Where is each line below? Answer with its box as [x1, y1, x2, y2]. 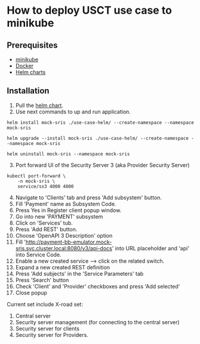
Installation [7, 86, 50, 96]
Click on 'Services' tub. [15, 219, 73, 226]
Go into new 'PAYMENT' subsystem [15, 213, 103, 220]
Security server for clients [15, 325, 80, 332]
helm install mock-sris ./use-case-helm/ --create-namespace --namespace [7, 119, 195, 125]
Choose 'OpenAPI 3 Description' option [15, 232, 113, 239]
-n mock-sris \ [17, 178, 56, 184]
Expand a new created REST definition [15, 263, 110, 271]
